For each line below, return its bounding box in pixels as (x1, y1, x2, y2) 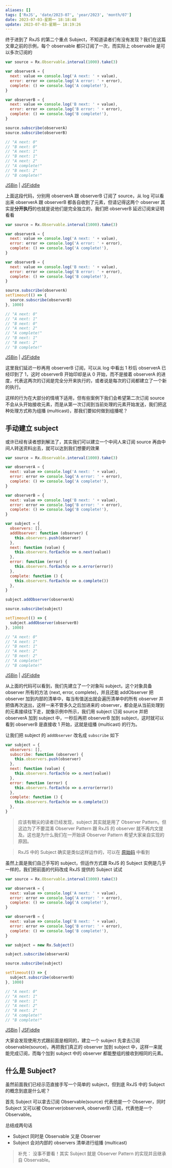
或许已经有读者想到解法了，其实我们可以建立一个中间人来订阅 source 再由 (5, 439, 162, 445)
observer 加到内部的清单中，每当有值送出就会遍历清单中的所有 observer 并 (5, 695, 164, 702)
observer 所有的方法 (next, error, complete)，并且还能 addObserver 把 (5, 689, 154, 695)
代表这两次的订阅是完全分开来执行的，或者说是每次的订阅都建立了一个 (14, 377, 162, 383)
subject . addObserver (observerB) (10, 620, 79, 625)
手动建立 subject (5, 424, 59, 433)
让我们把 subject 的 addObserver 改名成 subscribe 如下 (5, 732, 119, 738)
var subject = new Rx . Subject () (5, 942, 74, 948)
